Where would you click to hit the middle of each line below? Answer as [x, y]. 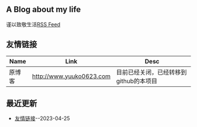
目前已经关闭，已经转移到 [152, 72]
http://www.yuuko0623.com [71, 76]
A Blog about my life [43, 10]
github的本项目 [137, 81]
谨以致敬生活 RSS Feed [33, 24]
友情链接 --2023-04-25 [42, 118]
